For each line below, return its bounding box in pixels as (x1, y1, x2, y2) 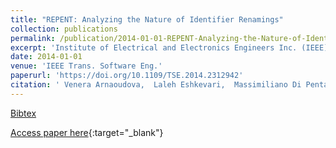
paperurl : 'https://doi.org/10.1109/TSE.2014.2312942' (10, 71, 244, 81)
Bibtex (10, 107, 37, 119)
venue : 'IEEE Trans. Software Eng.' (10, 61, 163, 71)
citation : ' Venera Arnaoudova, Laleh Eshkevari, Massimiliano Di (10, 80, 302, 90)
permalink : (10, 33, 56, 43)
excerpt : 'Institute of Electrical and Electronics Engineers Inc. (10, 42, 298, 53)
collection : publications (10, 24, 118, 34)
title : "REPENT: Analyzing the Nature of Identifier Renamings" (10, 14, 284, 25)
